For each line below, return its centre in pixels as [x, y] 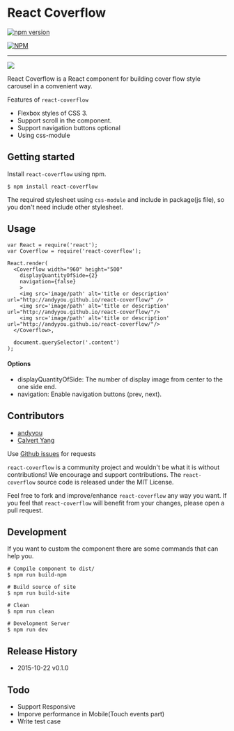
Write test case [39, 721]
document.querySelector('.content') [67, 343]
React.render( [28, 263]
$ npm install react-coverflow [53, 187]
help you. [21, 556]
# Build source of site [42, 587]
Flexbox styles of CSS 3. [53, 113]
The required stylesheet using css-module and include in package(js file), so [116, 199]
